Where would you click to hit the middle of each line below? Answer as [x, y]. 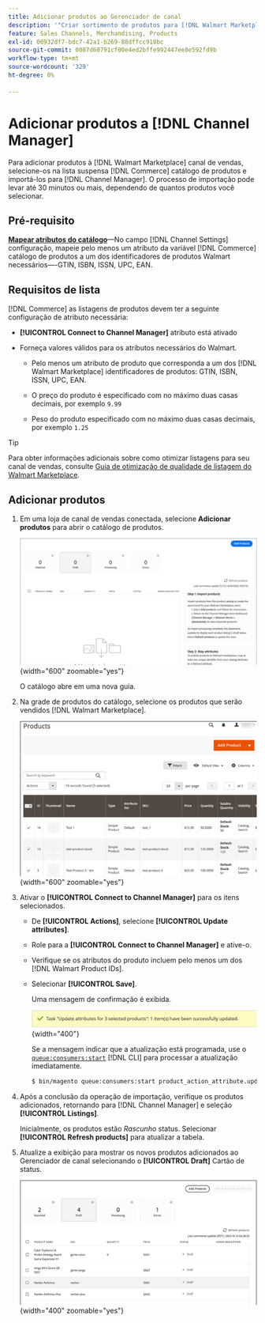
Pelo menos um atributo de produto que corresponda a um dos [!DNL [144, 363]
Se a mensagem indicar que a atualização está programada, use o [139, 1049]
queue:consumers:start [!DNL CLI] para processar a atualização [134, 1058]
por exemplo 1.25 [60, 428]
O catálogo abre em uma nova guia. [78, 686]
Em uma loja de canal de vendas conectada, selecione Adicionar [125, 519]
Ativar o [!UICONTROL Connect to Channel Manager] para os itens [129, 898]
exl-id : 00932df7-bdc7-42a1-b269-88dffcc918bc [86, 42]
